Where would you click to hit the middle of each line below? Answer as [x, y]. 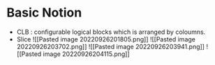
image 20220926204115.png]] [86, 54]
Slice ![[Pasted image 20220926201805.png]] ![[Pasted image [106, 39]
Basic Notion [44, 13]
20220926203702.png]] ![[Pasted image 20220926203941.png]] [111, 46]
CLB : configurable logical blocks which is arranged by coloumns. [111, 32]
